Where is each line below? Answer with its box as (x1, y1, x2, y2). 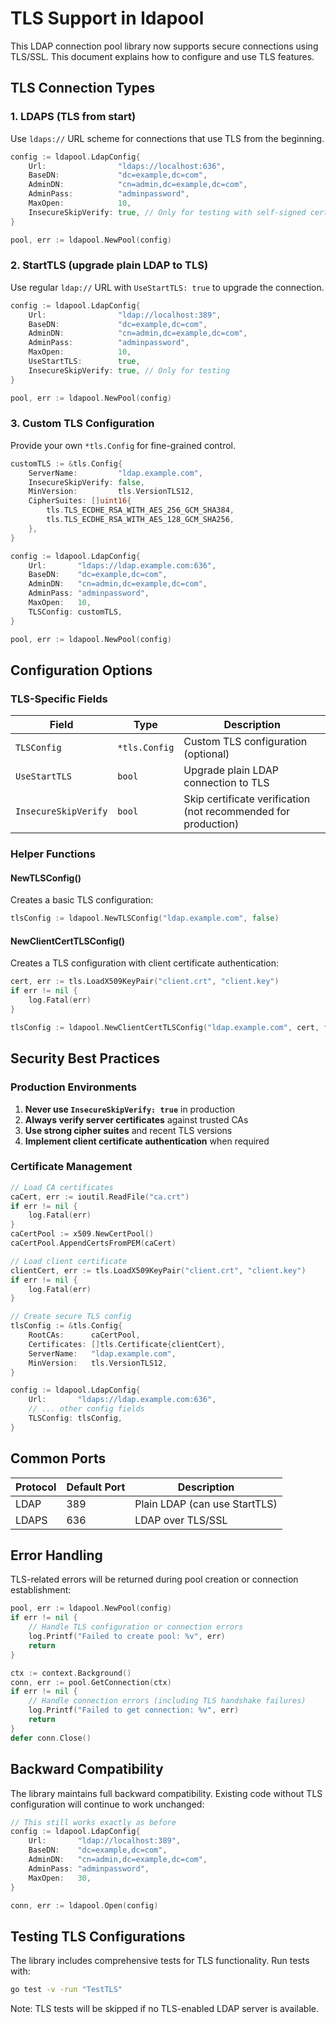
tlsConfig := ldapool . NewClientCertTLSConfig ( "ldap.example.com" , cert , (10, 1022, 320, 1032)
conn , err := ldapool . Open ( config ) (10, 1900, 159, 1911)
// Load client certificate (10, 1256, 128, 1266)
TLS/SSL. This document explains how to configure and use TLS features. (10, 50, 315, 62)
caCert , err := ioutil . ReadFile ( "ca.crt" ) (10, 1192, 190, 1202)
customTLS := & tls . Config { (10, 458, 123, 469)
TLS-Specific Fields (10, 692, 108, 706)
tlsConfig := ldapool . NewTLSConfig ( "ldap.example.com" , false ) (10, 913, 280, 924)
